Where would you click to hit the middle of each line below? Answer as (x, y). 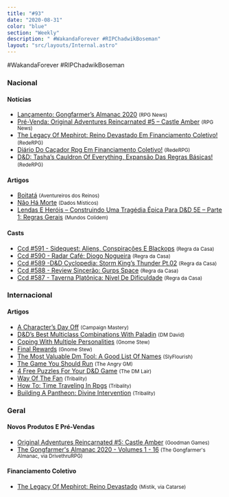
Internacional (30, 295)
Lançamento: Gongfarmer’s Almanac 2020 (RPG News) (92, 115)
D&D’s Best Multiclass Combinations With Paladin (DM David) (101, 334)
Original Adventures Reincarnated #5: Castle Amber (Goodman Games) (113, 442)
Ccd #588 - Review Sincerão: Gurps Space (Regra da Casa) (98, 270)
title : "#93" (26, 13)
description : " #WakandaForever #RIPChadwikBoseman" (84, 39)
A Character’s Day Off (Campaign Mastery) (73, 327)
